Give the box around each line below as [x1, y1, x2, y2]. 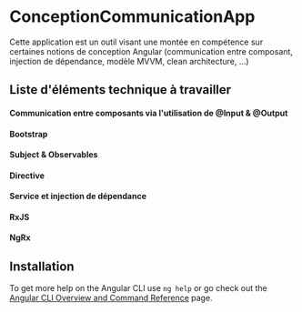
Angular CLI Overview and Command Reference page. [9, 293, 213, 304]
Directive [9, 170, 45, 181]
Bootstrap [9, 128, 48, 139]
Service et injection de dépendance [9, 191, 147, 202]
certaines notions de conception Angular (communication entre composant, [9, 45, 294, 56]
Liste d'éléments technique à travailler [9, 82, 232, 97]
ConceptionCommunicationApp [9, 6, 256, 27]
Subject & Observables [9, 149, 98, 160]
